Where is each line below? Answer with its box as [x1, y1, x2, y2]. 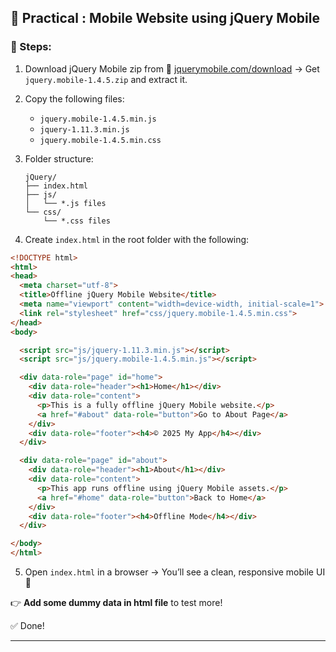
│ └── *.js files [24, 198, 107, 208]
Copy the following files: [24, 92, 125, 105]
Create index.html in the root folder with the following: [24, 233, 250, 245]
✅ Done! [10, 620, 45, 632]
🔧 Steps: [10, 40, 52, 54]
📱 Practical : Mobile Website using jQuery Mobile [10, 10, 320, 27]
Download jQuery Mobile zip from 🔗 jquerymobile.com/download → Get [24, 62, 320, 75]
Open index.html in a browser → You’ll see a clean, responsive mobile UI [24, 566, 326, 578]
